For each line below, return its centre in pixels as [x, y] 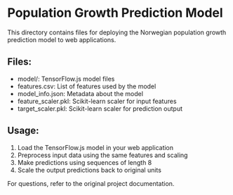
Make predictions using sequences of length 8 [85, 162]
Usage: [24, 131]
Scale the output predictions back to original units [89, 170]
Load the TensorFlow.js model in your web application [95, 147]
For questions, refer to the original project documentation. [91, 183]
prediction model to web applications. [62, 39]
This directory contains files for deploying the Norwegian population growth [117, 32]
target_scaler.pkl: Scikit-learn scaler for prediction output [100, 108]
